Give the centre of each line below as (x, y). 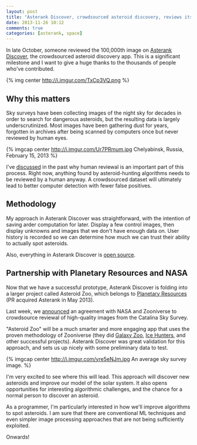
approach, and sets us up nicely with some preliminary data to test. (87, 347)
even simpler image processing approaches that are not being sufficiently (95, 419)
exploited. (18, 425)
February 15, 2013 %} (32, 155)
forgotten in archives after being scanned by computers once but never (92, 131)
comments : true (25, 28)
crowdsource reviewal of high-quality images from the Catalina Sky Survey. (97, 317)
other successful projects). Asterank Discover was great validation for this (96, 341)
